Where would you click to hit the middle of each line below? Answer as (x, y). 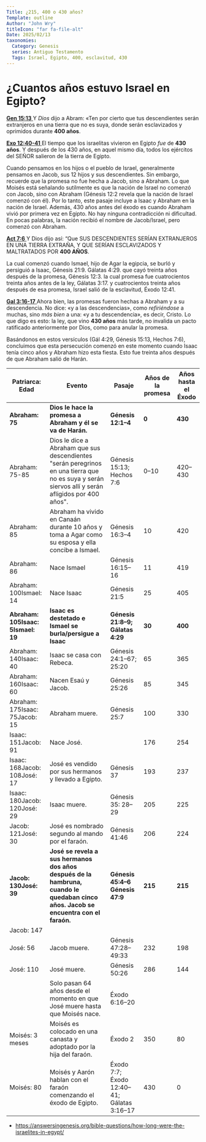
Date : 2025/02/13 (29, 35)
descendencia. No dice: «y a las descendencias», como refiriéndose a (95, 308)
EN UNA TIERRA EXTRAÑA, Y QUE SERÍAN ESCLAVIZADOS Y (84, 245)
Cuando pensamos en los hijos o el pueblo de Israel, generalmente (90, 168)
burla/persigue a (74, 634)
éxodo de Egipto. (74, 1103)
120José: (23, 808)
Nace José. (66, 742)
